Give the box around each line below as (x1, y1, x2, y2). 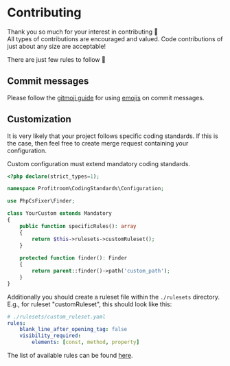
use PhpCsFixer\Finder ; (7, 198, 76, 205)
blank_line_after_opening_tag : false (19, 326, 128, 333)
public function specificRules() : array (19, 222, 137, 229)
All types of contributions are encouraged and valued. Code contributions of (7, 34, 223, 43)
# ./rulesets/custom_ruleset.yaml (7, 313, 106, 320)
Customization (7, 113, 72, 125)
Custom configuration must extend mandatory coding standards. (7, 159, 191, 168)
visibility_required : (19, 332, 81, 339)
